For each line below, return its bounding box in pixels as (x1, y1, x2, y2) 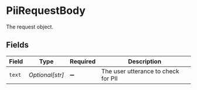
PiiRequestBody (6, 4, 86, 17)
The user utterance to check (101, 67, 179, 75)
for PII (101, 74, 118, 82)
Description (128, 57, 162, 65)
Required (69, 57, 96, 65)
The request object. (6, 23, 54, 30)
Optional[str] (28, 71, 64, 79)
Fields (6, 40, 29, 50)
